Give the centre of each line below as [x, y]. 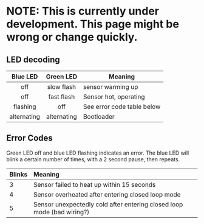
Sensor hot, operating [114, 97]
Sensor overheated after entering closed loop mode [107, 194]
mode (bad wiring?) [61, 212]
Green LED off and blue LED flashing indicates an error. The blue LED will [98, 153]
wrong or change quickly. [72, 37]
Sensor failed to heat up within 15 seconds [94, 184]
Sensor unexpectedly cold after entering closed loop [108, 204]
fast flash [62, 97]
